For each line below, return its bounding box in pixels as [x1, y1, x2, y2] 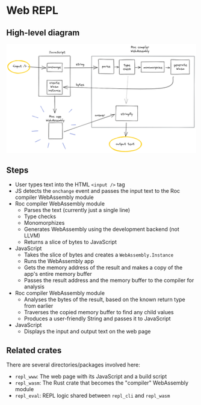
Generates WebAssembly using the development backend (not [23, 226, 179, 233]
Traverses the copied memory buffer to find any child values [23, 309, 174, 316]
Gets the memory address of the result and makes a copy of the [23, 264, 183, 271]
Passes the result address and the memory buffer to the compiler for [23, 277, 194, 284]
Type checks [23, 213, 56, 220]
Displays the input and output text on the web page [23, 328, 152, 335]
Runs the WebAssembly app [23, 258, 94, 265]
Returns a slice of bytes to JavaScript [23, 239, 117, 246]
